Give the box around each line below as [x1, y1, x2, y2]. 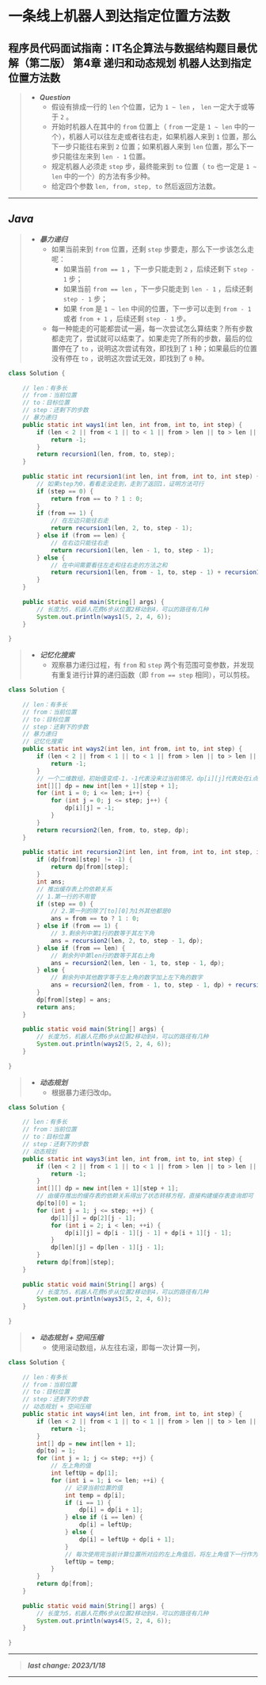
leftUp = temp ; [64, 1557, 115, 1566]
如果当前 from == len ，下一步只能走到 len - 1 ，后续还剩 [63, 283, 253, 294]
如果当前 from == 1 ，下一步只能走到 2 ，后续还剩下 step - [63, 264, 255, 274]
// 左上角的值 [50, 1462, 91, 1470]
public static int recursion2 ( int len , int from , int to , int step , [22, 848, 253, 856]
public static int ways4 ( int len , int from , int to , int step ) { [22, 1410, 243, 1418]
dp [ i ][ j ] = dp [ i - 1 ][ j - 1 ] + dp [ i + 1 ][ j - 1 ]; [64, 1229, 232, 1237]
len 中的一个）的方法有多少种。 [51, 171, 154, 181]
